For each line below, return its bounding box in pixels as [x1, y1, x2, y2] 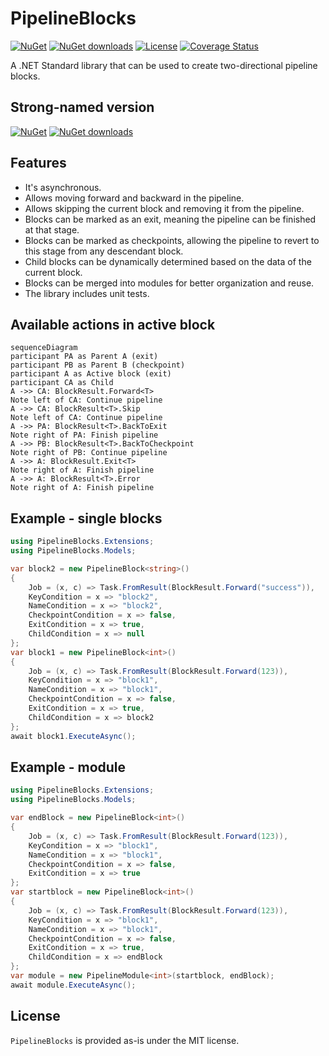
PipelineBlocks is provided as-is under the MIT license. [10, 1034, 240, 1046]
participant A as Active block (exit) [10, 369, 172, 379]
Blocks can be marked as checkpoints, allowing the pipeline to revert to [24, 234, 320, 246]
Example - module [10, 758, 127, 776]
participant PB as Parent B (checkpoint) [10, 360, 186, 371]
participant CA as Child [10, 378, 114, 388]
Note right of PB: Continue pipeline [10, 448, 168, 458]
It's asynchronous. [24, 181, 102, 193]
